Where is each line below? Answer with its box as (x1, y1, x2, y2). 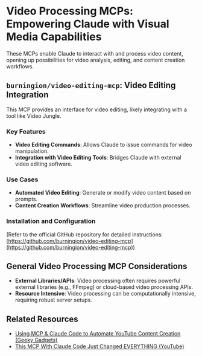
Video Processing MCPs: (6, 4, 134, 18)
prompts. (14, 195, 38, 203)
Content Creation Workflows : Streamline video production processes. (14, 202, 191, 209)
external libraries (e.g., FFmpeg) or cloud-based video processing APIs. (14, 283, 193, 291)
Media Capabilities (6, 30, 102, 44)
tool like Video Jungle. (6, 112, 62, 119)
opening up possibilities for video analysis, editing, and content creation (6, 56, 185, 63)
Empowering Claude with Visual (6, 17, 170, 31)
